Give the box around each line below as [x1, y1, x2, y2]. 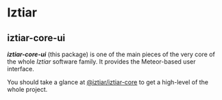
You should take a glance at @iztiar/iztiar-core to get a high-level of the [7, 78, 209, 86]
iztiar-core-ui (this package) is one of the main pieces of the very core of [7, 50, 216, 58]
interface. [7, 65, 34, 73]
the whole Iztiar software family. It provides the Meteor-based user [7, 58, 196, 66]
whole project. [7, 86, 48, 93]
